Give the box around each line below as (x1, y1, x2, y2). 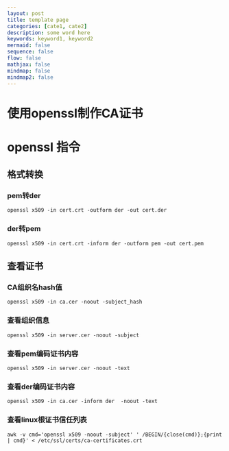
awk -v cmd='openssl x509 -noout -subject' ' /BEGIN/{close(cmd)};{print (7, 431, 223, 438)
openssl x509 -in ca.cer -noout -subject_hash (7, 299, 143, 306)
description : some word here (7, 29, 91, 36)
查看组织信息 (7, 316, 50, 326)
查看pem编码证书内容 (7, 349, 79, 358)
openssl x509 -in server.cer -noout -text (7, 365, 130, 372)
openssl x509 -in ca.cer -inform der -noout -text (7, 398, 158, 405)
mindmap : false (7, 67, 51, 74)
